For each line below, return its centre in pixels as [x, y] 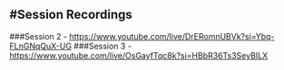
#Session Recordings [71, 15]
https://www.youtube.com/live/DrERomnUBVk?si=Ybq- [172, 36]
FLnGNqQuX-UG [41, 46]
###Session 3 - [103, 46]
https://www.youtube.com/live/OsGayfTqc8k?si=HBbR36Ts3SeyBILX [139, 55]
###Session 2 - [39, 36]
